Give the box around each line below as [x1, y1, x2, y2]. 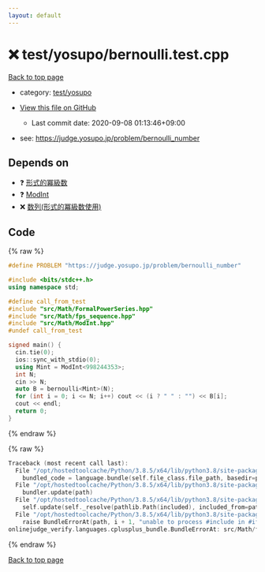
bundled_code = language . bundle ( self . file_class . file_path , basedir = [22, 474, 256, 482]
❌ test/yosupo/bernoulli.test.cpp [8, 45, 230, 63]
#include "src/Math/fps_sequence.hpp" [8, 312, 136, 320]
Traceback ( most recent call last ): [8, 459, 129, 467]
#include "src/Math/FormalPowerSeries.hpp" [8, 305, 154, 312]
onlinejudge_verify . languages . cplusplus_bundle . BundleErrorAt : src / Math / [8, 525, 256, 533]
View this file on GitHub [19, 103, 97, 112]
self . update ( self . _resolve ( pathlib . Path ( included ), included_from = [22, 503, 248, 511]
